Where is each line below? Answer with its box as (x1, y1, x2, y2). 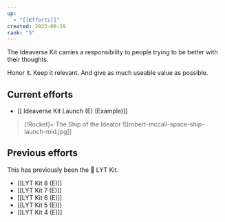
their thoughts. (7, 56, 49, 64)
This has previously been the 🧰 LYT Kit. (7, 166, 119, 174)
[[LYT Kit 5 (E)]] (17, 201, 62, 209)
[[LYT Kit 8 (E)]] (17, 179, 63, 187)
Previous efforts (7, 147, 78, 159)
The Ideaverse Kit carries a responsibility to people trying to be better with (7, 48, 218, 56)
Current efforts (7, 89, 74, 100)
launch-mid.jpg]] (23, 128, 72, 136)
